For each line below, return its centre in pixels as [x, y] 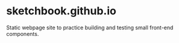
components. [23, 33]
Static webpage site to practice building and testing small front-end [90, 27]
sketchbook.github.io [61, 11]
